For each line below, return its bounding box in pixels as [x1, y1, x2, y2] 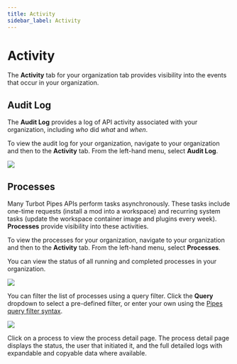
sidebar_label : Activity [7, 17, 81, 24]
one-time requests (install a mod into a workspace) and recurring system [7, 207, 221, 216]
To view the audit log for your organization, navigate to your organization [7, 139, 220, 148]
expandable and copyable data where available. [7, 349, 147, 358]
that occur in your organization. [7, 79, 99, 87]
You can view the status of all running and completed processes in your [7, 257, 217, 266]
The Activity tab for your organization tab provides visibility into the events [7, 71, 227, 79]
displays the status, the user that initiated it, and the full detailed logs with [7, 341, 223, 350]
